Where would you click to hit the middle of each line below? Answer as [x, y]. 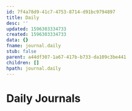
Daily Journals [43, 98]
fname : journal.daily [34, 46]
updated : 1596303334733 [36, 29]
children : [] [23, 62]
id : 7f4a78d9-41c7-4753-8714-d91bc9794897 [61, 12]
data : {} [17, 40]
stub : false [21, 52]
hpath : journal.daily [34, 68]
